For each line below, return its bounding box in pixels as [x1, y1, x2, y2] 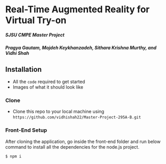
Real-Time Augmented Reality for [5, 4, 150, 15]
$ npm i [5, 154, 22, 159]
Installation [5, 65, 42, 74]
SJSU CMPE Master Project [5, 32, 65, 38]
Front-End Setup [5, 127, 48, 134]
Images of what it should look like [12, 84, 83, 90]
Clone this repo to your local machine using [12, 109, 105, 115]
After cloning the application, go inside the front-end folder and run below [5, 138, 161, 145]
